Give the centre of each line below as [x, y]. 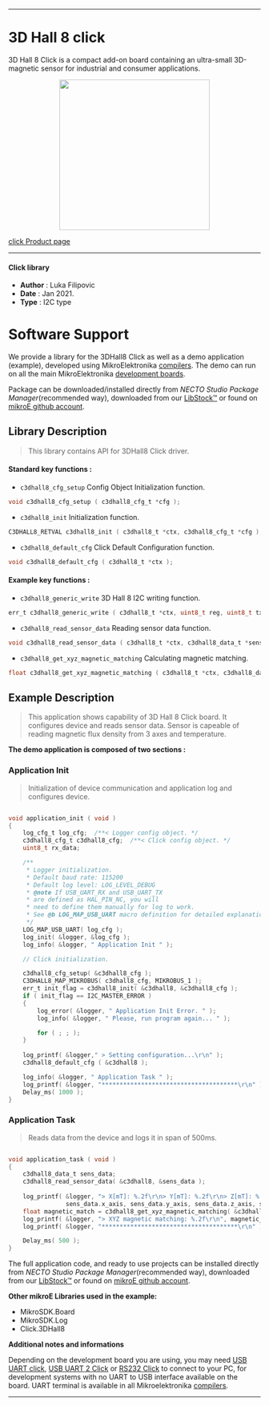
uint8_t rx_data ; [52, 848]
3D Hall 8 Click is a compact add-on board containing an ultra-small [120, 59]
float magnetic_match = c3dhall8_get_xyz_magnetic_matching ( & [130, 1211]
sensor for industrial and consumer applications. [121, 68]
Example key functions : [49, 580]
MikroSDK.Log [44, 1320]
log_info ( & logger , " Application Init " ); [98, 945]
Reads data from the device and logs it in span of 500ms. [122, 1137]
